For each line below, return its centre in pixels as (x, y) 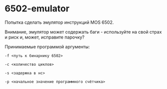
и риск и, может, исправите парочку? (45, 37)
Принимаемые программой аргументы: (47, 46)
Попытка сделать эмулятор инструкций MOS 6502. (59, 22)
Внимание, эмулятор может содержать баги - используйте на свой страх (83, 32)
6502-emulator (37, 9)
